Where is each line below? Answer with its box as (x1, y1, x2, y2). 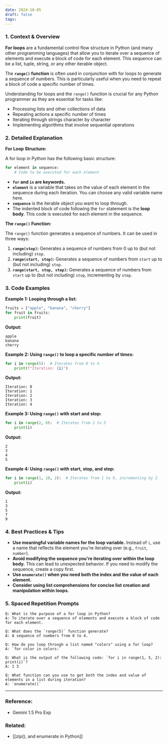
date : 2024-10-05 (5, 7, 41, 13)
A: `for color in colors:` (5, 647, 61, 652)
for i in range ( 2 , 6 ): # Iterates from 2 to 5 (5, 420, 106, 425)
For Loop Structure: (5, 145, 46, 152)
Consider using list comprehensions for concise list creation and (12, 582, 150, 588)
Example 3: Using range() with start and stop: (5, 411, 101, 417)
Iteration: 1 (5, 389, 32, 394)
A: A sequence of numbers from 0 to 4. (5, 633, 88, 639)
